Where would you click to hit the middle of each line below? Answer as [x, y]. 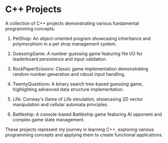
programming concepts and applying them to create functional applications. [84, 134]
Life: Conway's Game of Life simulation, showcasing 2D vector [77, 99]
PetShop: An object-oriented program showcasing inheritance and [81, 38]
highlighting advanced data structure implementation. [68, 89]
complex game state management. [48, 119]
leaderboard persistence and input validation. [60, 59]
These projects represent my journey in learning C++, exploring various [79, 129]
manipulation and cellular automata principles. [60, 104]
